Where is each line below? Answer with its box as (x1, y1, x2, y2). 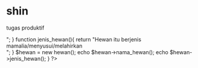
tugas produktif (6, 24, 45, 31)
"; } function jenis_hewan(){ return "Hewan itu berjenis (6, 36, 142, 43)
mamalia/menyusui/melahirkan (6, 42, 83, 49)
